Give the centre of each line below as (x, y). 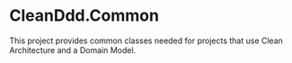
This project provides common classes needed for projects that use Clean (146, 40)
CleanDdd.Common (84, 16)
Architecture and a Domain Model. (73, 49)
